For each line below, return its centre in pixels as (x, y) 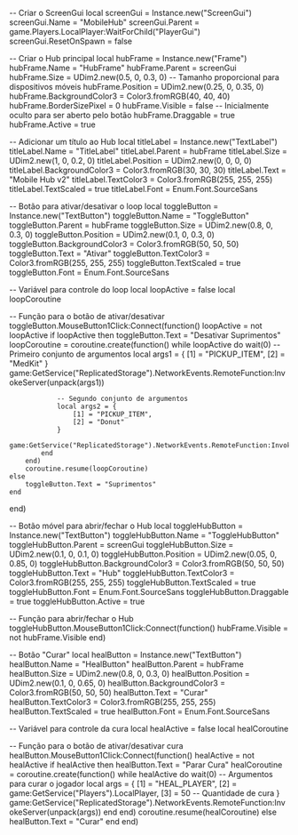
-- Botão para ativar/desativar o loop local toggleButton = (114, 206)
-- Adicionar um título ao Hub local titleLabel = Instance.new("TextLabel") (143, 142)
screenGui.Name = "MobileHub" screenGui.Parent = (104, 22)
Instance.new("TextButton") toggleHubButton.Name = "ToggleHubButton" (145, 535)
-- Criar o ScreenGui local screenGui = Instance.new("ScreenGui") (131, 13)
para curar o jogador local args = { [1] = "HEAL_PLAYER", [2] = (123, 783)
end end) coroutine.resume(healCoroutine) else (190, 812)
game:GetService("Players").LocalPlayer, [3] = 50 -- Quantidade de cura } (145, 793)
